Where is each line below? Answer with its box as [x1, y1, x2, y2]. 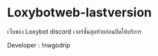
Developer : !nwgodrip [7, 41, 70, 49]
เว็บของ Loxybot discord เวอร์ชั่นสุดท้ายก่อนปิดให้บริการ [7, 27, 142, 36]
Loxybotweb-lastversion [7, 5, 152, 20]
